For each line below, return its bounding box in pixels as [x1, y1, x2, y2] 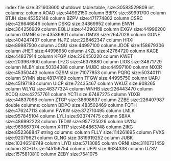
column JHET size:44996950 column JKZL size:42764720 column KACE [5, 48, 159, 54]
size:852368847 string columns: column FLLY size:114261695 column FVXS [5, 129, 165, 135]
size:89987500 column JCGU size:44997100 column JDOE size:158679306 [5, 42, 164, 48]
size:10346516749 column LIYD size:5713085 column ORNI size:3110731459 [5, 140, 165, 146]
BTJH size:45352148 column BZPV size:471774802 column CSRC [5, 15, 143, 21]
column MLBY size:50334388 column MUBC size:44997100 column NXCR [5, 64, 162, 70]
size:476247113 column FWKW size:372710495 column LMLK [5, 107, 135, 113]
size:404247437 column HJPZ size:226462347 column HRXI [5, 37, 134, 43]
